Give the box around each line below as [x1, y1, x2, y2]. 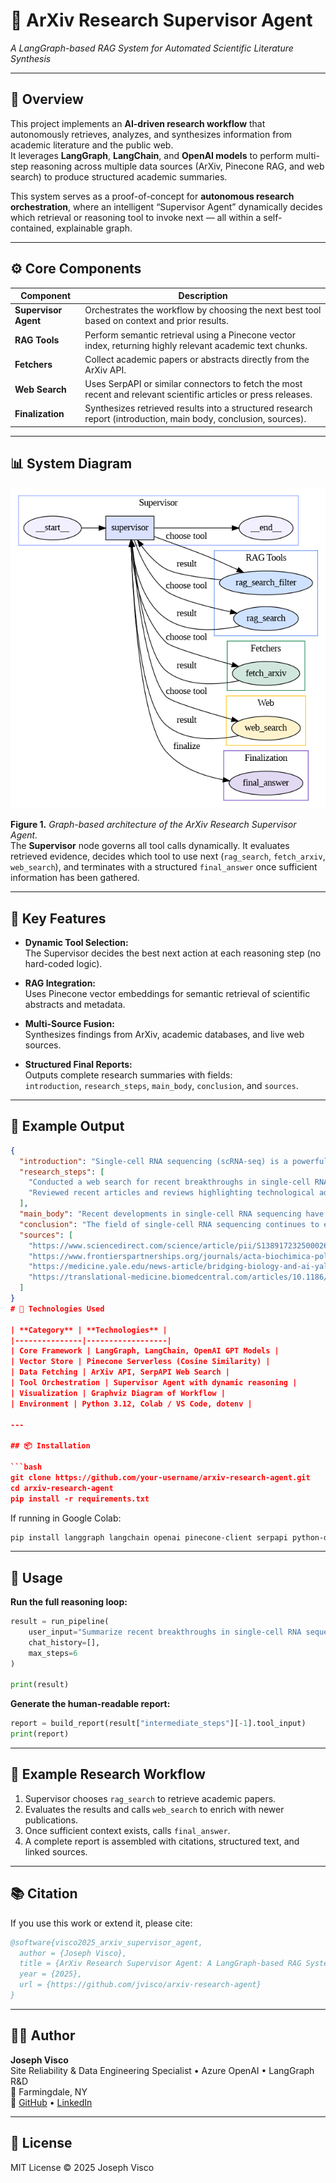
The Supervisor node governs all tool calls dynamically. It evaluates [10, 840, 290, 852]
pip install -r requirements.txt [10, 1494, 150, 1504]
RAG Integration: [24, 977, 97, 989]
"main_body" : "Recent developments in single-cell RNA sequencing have [19, 1209, 325, 1219]
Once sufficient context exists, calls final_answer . [24, 1824, 231, 1836]
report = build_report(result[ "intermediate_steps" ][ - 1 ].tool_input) [10, 1719, 307, 1729]
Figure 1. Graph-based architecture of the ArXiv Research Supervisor [10, 819, 297, 831]
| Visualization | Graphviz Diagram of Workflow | [10, 1388, 226, 1398]
